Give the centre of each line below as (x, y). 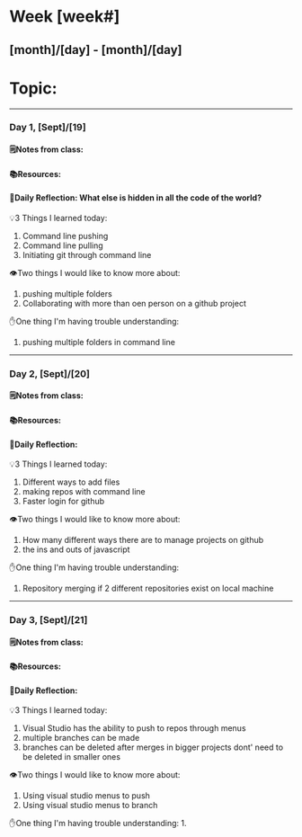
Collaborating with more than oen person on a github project (134, 303)
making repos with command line (84, 492)
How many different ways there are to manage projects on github (143, 540)
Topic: (33, 88)
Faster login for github (63, 502)
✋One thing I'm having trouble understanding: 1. (98, 824)
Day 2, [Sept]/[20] (50, 373)
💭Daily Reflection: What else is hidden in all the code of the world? (136, 198)
